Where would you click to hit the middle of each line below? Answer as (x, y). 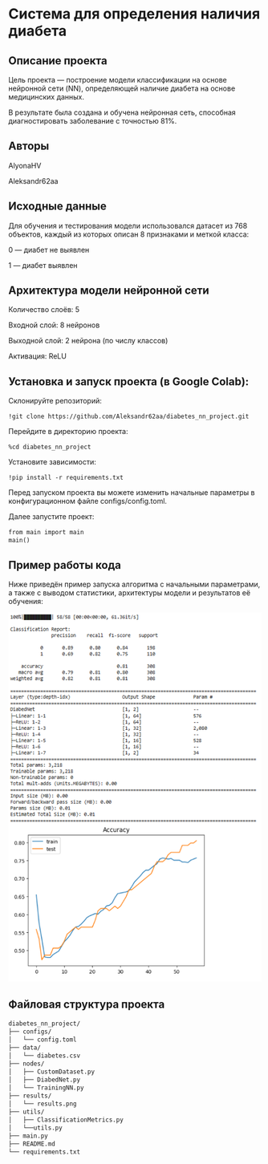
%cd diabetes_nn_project (50, 447)
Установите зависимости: (52, 462)
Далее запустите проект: (51, 517)
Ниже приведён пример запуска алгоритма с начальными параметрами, (134, 584)
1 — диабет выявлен (43, 265)
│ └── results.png (43, 1104)
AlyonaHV (25, 165)
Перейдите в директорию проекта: (68, 432)
